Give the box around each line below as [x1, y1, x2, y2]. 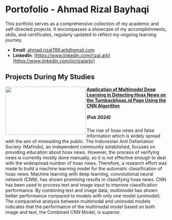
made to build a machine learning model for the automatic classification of [5, 165, 163, 171]
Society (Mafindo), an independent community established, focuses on [5, 144, 156, 150]
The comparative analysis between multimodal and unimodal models [5, 198, 150, 204]
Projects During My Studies [5, 73, 95, 82]
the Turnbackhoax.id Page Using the [86, 97, 166, 103]
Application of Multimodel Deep [86, 86, 156, 92]
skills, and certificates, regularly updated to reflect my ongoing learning [5, 31, 157, 37]
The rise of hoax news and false [86, 127, 155, 133]
